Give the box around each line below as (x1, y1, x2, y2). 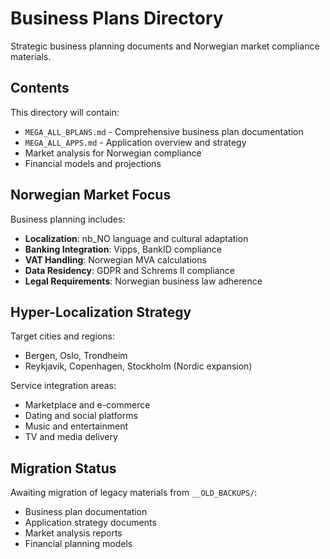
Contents (10, 80, 70, 97)
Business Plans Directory (10, 7, 224, 30)
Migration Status (10, 460, 117, 477)
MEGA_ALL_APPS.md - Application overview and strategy (24, 136, 247, 148)
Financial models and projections (24, 157, 162, 169)
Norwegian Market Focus (10, 187, 172, 204)
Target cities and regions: (10, 330, 115, 342)
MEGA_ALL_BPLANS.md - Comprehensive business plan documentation (24, 125, 304, 137)
